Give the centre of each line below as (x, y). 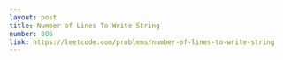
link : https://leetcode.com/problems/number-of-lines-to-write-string (142, 42)
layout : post (33, 17)
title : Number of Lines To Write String (85, 26)
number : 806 (31, 34)
